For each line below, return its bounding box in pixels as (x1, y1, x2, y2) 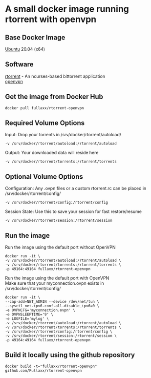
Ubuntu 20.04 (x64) (5, 46, 45, 52)
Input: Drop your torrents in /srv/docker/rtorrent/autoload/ (5, 132, 121, 138)
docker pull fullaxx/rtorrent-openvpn (5, 105, 84, 110)
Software (5, 60, 34, 69)
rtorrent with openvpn (5, 14, 97, 25)
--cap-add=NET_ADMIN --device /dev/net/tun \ (5, 299, 99, 304)
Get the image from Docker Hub (5, 93, 104, 101)
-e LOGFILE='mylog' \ (5, 316, 49, 321)
